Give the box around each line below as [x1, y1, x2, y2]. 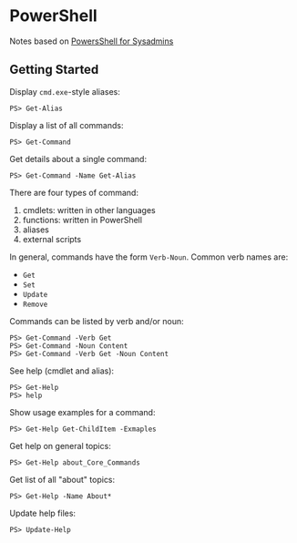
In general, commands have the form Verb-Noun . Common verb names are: [9, 251, 289, 262]
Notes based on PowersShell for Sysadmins [9, 36, 174, 46]
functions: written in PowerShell [22, 214, 143, 225]
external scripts [22, 233, 82, 244]
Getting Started [9, 62, 99, 77]
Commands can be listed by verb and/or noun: [9, 315, 184, 326]
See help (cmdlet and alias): [9, 365, 115, 376]
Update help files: [9, 507, 76, 518]
